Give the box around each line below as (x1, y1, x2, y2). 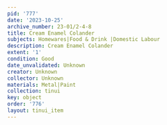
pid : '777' (7, 10, 39, 17)
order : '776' (7, 101, 45, 108)
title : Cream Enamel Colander (7, 29, 95, 37)
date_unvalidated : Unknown (7, 62, 86, 69)
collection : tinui (7, 87, 61, 94)
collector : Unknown (7, 74, 64, 82)
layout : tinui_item (7, 107, 64, 114)
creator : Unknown (7, 68, 58, 75)
